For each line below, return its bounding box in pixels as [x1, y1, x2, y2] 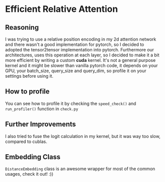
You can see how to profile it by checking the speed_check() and [5, 100, 136, 106]
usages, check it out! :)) [5, 171, 54, 177]
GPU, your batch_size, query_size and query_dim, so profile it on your [5, 68, 147, 74]
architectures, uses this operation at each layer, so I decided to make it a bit [5, 52, 160, 58]
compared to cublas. [5, 138, 48, 144]
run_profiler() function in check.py [5, 105, 78, 112]
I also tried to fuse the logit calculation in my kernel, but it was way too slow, [5, 133, 161, 139]
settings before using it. [5, 73, 54, 79]
